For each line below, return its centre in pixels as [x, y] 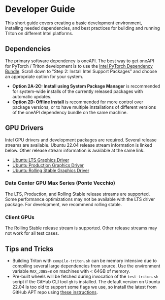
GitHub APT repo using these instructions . [55, 292]
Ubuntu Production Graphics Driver [48, 165]
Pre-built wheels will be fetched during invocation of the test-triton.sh [85, 276]
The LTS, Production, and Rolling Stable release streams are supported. [78, 194]
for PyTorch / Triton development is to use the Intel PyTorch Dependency [79, 66]
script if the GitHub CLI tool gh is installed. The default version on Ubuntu [86, 281]
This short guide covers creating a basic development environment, [74, 23]
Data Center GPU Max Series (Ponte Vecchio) [60, 183]
